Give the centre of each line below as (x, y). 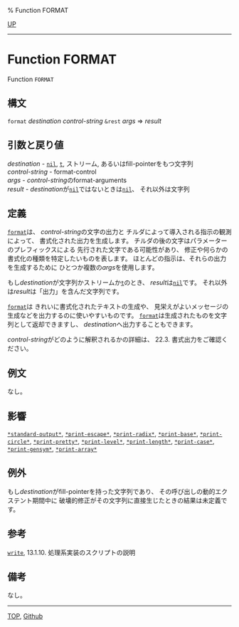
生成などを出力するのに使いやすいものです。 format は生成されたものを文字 (117, 315)
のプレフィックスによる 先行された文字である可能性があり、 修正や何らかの (118, 250)
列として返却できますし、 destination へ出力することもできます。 (102, 325)
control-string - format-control (52, 172)
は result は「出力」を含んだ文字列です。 (65, 292)
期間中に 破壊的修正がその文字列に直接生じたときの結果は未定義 (126, 500)
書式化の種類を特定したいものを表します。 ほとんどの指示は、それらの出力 (117, 258)
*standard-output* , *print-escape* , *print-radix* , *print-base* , (103, 434)
